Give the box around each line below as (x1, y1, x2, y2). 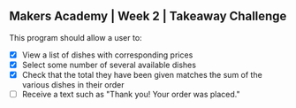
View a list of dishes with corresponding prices (21, 50, 194, 60)
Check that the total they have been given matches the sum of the (21, 69, 262, 80)
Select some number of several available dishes (21, 59, 197, 70)
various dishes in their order (21, 80, 125, 89)
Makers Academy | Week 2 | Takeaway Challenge (9, 9, 287, 24)
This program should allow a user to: (9, 32, 143, 42)
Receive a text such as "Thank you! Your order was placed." (21, 89, 240, 99)
